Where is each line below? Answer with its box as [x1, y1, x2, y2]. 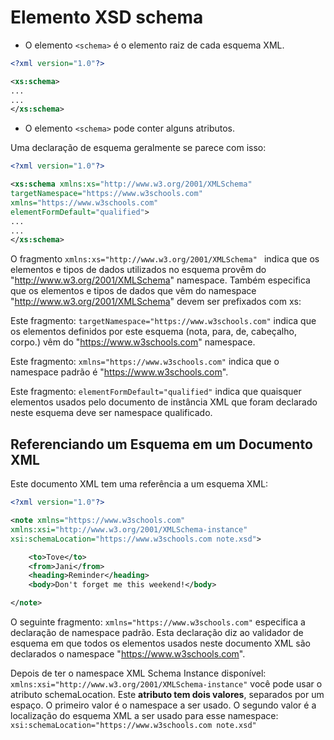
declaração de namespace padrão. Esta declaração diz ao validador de [10, 627, 304, 638]
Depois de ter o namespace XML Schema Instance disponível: [10, 667, 267, 679]
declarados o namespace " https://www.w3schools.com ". [10, 648, 246, 660]
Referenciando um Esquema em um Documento [10, 436, 313, 453]
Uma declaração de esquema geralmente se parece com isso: [10, 142, 267, 154]
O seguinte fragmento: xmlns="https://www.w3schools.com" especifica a [10, 616, 306, 628]
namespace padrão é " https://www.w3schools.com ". [10, 366, 229, 378]
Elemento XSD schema [10, 6, 204, 29]
